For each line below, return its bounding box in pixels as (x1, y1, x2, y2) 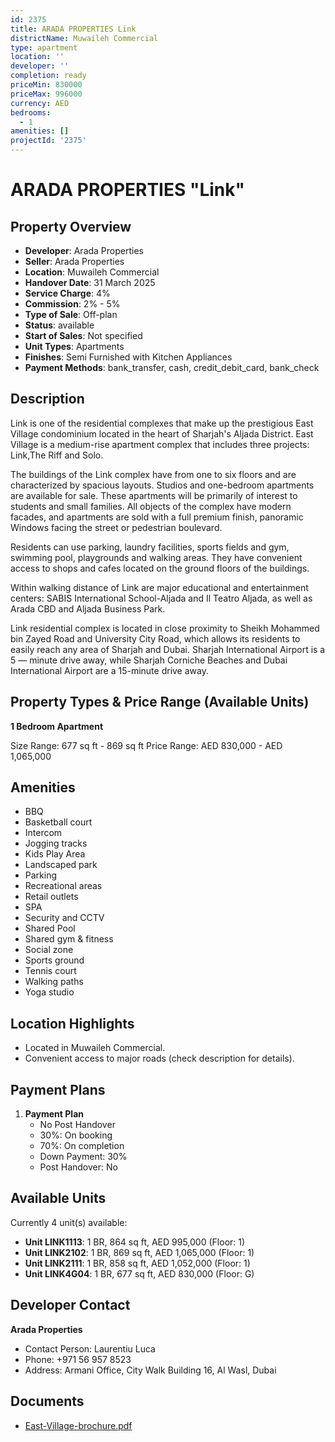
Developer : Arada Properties (24, 245, 144, 256)
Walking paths (24, 976, 84, 988)
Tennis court (24, 965, 77, 977)
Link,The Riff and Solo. (10, 449, 104, 461)
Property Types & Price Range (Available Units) (10, 694, 310, 711)
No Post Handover (39, 1119, 116, 1131)
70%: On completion (39, 1140, 125, 1152)
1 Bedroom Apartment (10, 720, 104, 732)
